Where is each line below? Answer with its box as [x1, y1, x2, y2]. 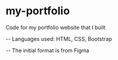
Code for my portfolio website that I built [5, 24, 106, 31]
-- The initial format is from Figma [5, 46, 90, 54]
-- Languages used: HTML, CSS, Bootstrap [5, 35, 113, 42]
